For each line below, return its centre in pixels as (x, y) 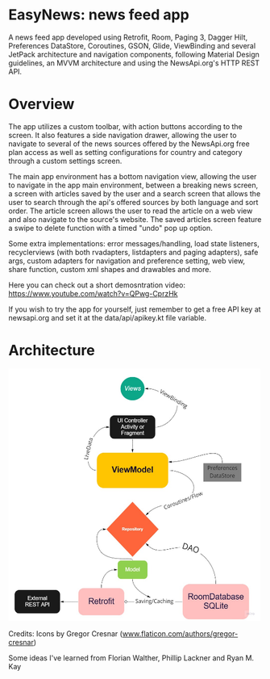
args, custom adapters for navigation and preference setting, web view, (127, 261)
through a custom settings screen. (65, 161)
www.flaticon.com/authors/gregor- (180, 633)
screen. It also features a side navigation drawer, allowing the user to (123, 135)
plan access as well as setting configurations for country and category (126, 152)
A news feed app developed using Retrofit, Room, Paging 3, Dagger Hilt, (128, 37)
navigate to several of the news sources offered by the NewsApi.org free (129, 144)
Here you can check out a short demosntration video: (97, 285)
